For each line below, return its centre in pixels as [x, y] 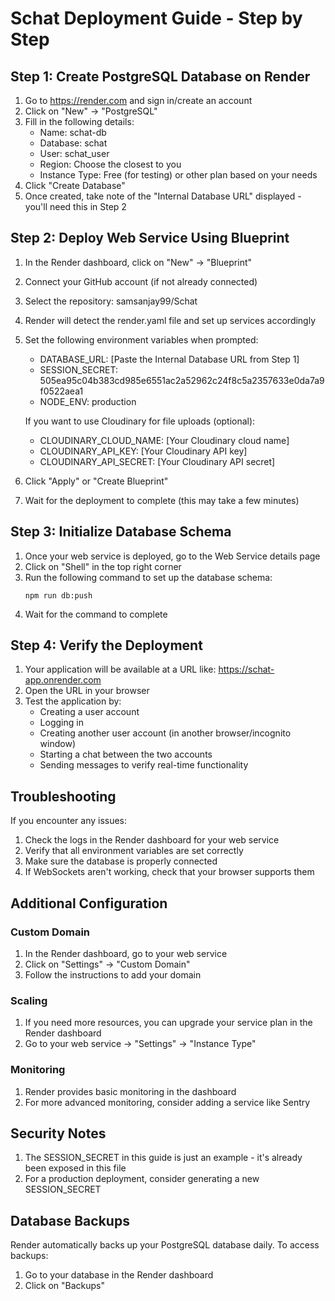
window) [57, 744]
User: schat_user [74, 153]
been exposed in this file [75, 1168]
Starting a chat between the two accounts [126, 754]
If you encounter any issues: [69, 821]
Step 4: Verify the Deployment [106, 645]
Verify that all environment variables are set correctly [134, 851]
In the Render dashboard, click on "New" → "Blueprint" [138, 262]
